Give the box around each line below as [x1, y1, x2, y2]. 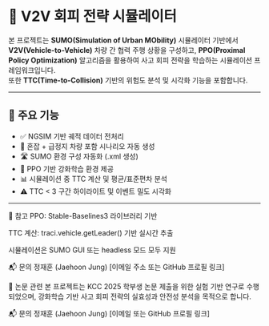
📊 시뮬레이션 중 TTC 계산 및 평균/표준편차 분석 [19, 174, 168, 183]
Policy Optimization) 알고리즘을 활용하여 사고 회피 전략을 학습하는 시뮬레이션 [8, 55, 253, 65]
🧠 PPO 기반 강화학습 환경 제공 [19, 163, 114, 173]
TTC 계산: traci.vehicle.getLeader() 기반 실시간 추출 [8, 227, 174, 237]
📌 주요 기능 [8, 109, 60, 123]
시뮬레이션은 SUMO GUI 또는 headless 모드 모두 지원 [8, 245, 176, 255]
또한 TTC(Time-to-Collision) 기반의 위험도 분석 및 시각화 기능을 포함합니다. [8, 75, 248, 85]
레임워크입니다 [8, 65, 54, 74]
